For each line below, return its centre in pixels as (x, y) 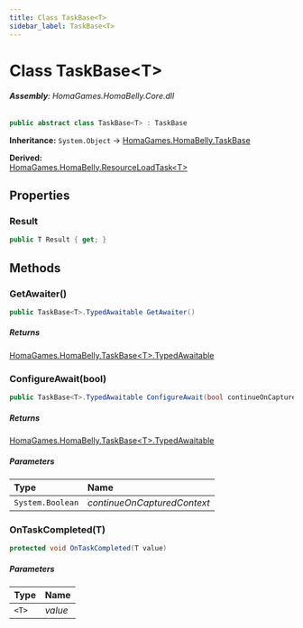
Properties (40, 196)
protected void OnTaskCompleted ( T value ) (88, 549)
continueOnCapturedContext (148, 503)
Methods (35, 268)
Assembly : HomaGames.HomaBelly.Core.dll (92, 96)
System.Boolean (46, 502)
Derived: (26, 158)
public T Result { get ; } (58, 240)
